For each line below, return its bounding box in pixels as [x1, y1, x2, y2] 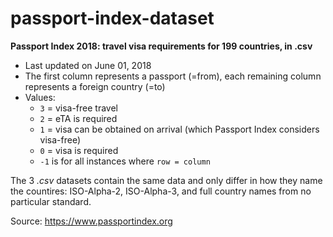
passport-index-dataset [10, 7, 215, 30]
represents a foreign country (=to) [24, 80, 166, 92]
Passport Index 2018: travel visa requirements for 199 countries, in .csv [10, 40, 313, 52]
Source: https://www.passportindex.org [10, 215, 173, 227]
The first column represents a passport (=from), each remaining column [24, 70, 322, 82]
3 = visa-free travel [39, 102, 118, 114]
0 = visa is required [39, 144, 119, 156]
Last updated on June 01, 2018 [24, 59, 152, 71]
